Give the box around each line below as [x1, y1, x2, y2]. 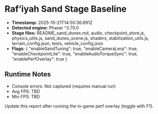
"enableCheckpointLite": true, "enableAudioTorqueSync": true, [11, 50, 138, 57]
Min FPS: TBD [11, 93, 40, 99]
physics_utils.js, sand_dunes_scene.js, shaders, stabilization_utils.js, [11, 35, 150, 41]
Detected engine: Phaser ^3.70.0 [11, 24, 79, 30]
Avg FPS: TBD [11, 88, 40, 94]
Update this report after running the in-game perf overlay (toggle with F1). [4, 103, 154, 109]
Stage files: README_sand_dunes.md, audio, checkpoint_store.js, [11, 30, 145, 36]
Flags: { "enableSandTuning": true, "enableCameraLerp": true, [11, 46, 138, 51]
